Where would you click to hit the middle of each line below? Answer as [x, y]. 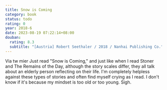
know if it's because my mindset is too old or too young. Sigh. [68, 82]
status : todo [19, 19]
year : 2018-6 [19, 28]
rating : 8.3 [22, 42]
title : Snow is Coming [29, 10]
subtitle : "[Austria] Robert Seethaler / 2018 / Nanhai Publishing [81, 47]
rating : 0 [15, 24]
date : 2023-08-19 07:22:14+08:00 [40, 33]
